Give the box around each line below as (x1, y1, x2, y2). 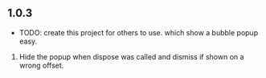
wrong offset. (18, 60, 64, 70)
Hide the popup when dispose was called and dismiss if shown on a (18, 51, 244, 61)
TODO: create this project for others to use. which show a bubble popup (18, 27, 259, 37)
